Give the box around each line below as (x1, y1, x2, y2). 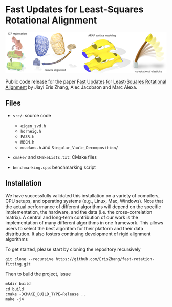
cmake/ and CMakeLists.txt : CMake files (12, 154, 97, 160)
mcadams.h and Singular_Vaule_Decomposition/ (20, 144, 119, 150)
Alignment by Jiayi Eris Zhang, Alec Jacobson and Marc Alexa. (5, 84, 137, 90)
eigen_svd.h (20, 123, 46, 129)
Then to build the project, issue (5, 271, 71, 277)
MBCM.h (20, 139, 35, 145)
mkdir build (5, 281, 31, 286)
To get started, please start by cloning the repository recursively (5, 246, 141, 252)
